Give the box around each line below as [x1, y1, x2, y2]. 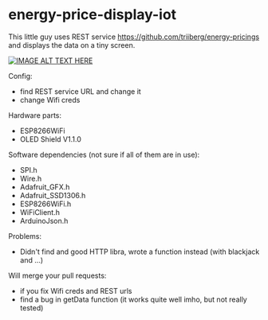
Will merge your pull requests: [8, 271, 107, 280]
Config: [8, 71, 33, 80]
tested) [19, 302, 44, 312]
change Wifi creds [19, 95, 81, 104]
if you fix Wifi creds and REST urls [19, 286, 132, 295]
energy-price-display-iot [8, 6, 177, 24]
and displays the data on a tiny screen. [8, 40, 136, 49]
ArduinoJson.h [19, 216, 69, 225]
